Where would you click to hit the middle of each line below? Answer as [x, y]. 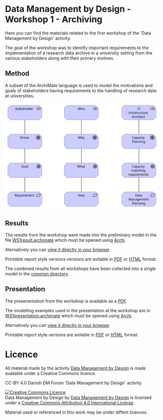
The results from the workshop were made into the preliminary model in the [81, 235]
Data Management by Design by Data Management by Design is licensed [79, 397]
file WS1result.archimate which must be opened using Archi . [65, 240]
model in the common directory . [37, 274]
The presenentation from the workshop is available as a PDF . [66, 301]
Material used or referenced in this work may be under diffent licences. [76, 412]
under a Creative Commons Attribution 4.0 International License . [70, 402]
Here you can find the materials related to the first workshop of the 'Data [78, 33]
